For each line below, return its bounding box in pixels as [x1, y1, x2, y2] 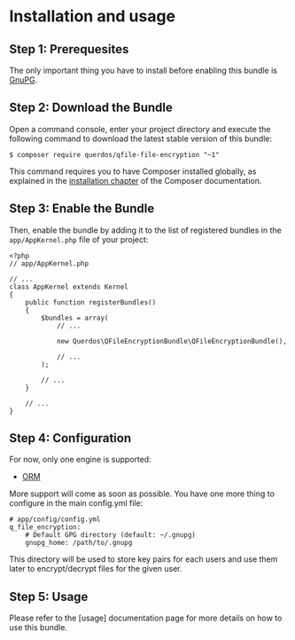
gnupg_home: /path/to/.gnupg [25, 539, 133, 548]
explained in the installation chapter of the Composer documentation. [9, 175, 262, 186]
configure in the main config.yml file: [9, 498, 144, 509]
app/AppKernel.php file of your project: [9, 233, 149, 245]
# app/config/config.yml [9, 515, 101, 525]
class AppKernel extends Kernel [9, 282, 128, 291]
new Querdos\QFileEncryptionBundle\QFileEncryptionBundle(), [56, 336, 288, 345]
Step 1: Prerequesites [9, 42, 129, 57]
